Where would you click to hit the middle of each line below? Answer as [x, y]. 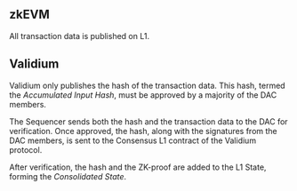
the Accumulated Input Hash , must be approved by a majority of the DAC [143, 95]
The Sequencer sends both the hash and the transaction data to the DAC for [148, 121]
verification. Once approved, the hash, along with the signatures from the [143, 131]
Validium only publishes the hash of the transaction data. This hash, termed [148, 85]
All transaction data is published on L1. [79, 36]
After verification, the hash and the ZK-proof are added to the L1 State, [138, 167]
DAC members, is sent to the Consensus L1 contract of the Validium [132, 140]
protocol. [26, 149]
